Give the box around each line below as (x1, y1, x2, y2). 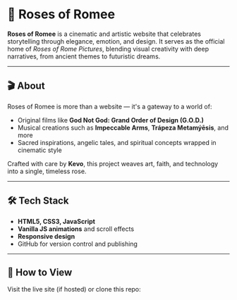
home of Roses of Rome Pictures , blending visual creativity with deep (7, 44, 209, 53)
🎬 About (7, 80, 45, 92)
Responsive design (17, 232, 75, 240)
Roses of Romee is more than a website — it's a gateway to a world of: (7, 102, 212, 111)
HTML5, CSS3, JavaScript (17, 217, 95, 225)
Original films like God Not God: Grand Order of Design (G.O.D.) (17, 115, 205, 124)
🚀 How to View (7, 266, 73, 278)
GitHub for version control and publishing (17, 239, 138, 248)
